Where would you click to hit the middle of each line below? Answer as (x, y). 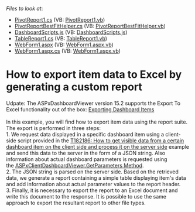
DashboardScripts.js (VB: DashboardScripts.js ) (71, 32)
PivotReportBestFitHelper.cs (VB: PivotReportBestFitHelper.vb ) (90, 26)
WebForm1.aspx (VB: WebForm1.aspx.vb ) (64, 45)
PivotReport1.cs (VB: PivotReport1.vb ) (60, 20)
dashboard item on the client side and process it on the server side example (97, 146)
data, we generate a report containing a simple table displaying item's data (96, 177)
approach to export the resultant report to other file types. (76, 203)
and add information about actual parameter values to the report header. (93, 184)
